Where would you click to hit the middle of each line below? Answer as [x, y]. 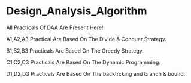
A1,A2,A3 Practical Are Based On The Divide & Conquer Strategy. [86, 39]
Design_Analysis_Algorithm [77, 11]
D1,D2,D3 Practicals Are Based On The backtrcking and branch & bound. [96, 73]
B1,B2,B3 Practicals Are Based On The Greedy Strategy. [75, 50]
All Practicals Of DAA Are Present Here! [55, 27]
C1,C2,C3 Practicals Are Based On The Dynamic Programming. [83, 62]
